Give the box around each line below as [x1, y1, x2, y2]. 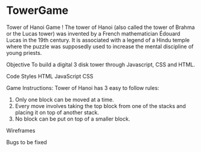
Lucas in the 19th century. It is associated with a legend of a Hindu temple [6, 36, 190, 43]
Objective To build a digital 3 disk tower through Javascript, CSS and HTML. [6, 61, 196, 68]
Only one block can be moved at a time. [14, 96, 114, 103]
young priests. [6, 49, 42, 56]
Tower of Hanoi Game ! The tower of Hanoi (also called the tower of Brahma [6, 24, 195, 31]
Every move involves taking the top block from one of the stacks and [14, 102, 186, 109]
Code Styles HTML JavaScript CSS [6, 72, 94, 80]
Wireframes [6, 127, 36, 134]
